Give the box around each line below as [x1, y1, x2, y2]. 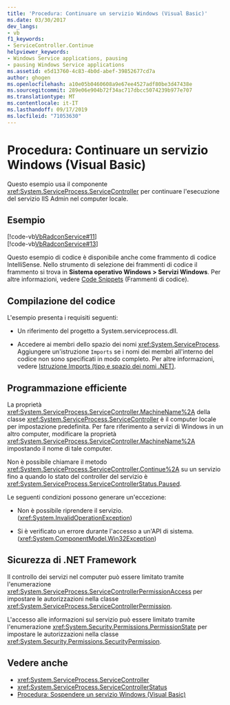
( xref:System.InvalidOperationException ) [17, 514, 133, 522]
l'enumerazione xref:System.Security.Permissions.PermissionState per [7, 622, 208, 631]
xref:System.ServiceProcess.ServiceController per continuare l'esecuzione [7, 187, 220, 195]
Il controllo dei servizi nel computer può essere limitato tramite [7, 573, 185, 581]
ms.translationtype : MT [7, 94, 76, 101]
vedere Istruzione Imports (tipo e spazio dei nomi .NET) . [17, 362, 176, 371]
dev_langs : [7, 23, 39, 30]
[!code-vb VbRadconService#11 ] [7, 232, 98, 241]
